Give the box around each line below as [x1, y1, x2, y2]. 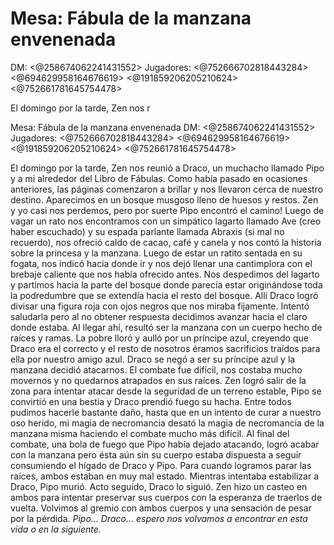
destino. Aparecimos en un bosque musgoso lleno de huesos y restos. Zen [10, 193, 319, 206]
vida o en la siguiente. [10, 523, 102, 535]
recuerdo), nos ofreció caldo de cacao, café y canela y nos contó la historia [10, 236, 322, 248]
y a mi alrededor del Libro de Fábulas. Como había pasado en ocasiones [10, 172, 308, 184]
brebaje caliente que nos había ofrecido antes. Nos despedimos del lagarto [10, 268, 320, 280]
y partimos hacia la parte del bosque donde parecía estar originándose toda [10, 278, 323, 291]
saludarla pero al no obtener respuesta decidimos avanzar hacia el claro [10, 310, 308, 322]
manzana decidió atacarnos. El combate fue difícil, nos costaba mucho [10, 363, 303, 376]
